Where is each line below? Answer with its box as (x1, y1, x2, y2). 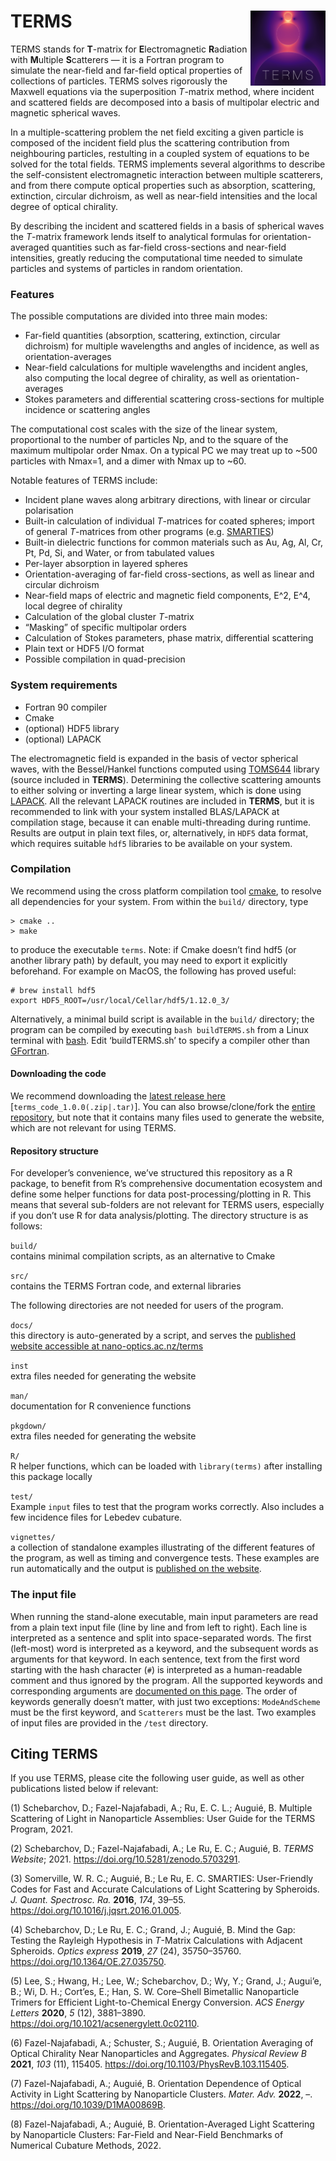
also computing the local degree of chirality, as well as (24, 372, 250, 384)
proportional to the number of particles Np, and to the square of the (10, 434, 289, 446)
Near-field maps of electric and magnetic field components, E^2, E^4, (24, 590, 311, 602)
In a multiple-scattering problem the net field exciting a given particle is (10, 126, 304, 138)
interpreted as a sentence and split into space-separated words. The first (10, 1631, 312, 1644)
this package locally (10, 1471, 93, 1483)
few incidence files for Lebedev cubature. (10, 1511, 183, 1524)
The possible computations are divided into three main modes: (10, 310, 268, 322)
